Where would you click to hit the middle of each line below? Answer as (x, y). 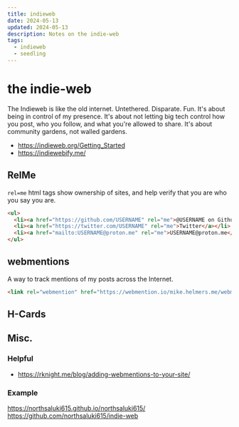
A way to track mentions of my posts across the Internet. (90, 279)
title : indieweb (31, 14)
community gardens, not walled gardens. (68, 131)
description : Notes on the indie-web (63, 34)
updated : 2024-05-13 (38, 27)
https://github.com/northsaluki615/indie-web (73, 416)
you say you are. (32, 200)
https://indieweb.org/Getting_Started (71, 145)
